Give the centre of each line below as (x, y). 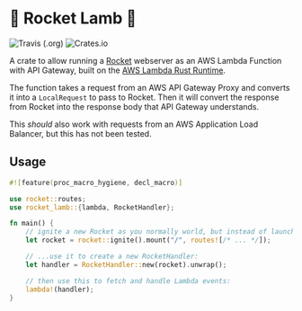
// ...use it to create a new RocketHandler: (112, 256)
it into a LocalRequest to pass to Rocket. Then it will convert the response (144, 97)
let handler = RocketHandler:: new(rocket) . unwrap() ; (126, 264)
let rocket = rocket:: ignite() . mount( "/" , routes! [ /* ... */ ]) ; (148, 240)
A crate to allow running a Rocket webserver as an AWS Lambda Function (146, 60)
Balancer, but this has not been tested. (80, 133)
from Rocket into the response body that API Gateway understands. (134, 106)
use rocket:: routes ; (48, 199)
